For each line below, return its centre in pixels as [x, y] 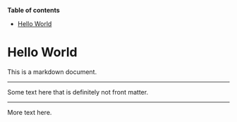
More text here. [30, 112]
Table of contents [34, 10]
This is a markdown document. [52, 72]
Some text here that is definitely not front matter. [78, 92]
